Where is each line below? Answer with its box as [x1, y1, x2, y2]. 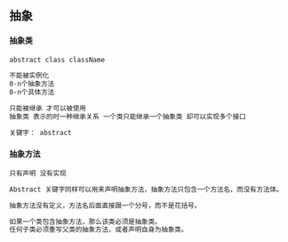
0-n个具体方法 [9, 88, 55, 97]
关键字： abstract [9, 128, 72, 137]
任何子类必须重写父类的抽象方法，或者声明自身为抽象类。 [9, 225, 188, 234]
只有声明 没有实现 [9, 168, 67, 178]
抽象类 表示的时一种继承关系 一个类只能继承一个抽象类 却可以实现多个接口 [9, 112, 246, 121]
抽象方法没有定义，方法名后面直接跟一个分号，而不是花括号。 [9, 201, 202, 210]
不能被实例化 [9, 71, 50, 80]
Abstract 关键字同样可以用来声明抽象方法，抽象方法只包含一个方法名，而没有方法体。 [9, 185, 284, 194]
